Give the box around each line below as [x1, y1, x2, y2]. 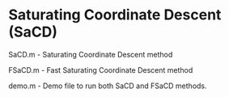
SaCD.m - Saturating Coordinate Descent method [8, 49, 173, 59]
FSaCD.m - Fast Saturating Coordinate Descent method [8, 65, 193, 74]
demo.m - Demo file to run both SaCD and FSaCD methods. [8, 81, 208, 91]
